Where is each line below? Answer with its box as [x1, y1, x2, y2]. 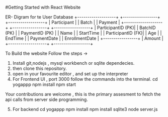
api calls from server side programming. [5, 96, 88, 102]
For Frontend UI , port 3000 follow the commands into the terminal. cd [12, 76, 158, 82]
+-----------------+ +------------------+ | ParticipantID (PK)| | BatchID [9, 25, 156, 31]
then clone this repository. [12, 65, 67, 71]
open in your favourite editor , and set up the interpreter [12, 71, 128, 77]
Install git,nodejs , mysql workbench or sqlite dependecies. [12, 60, 135, 66]
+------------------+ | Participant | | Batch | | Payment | [5, 20, 120, 25]
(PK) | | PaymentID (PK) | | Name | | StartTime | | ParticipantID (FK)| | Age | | [5, 30, 162, 36]
